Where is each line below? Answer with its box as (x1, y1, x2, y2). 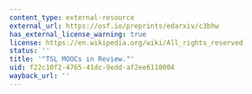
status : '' (9, 47, 50, 56)
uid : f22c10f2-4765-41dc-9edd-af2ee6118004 (9, 64, 175, 73)
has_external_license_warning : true (9, 30, 147, 38)
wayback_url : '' (9, 72, 70, 81)
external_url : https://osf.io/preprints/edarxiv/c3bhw (9, 21, 220, 30)
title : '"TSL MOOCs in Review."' (9, 55, 135, 64)
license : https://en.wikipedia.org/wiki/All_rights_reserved (9, 38, 244, 47)
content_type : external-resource (9, 13, 135, 22)
